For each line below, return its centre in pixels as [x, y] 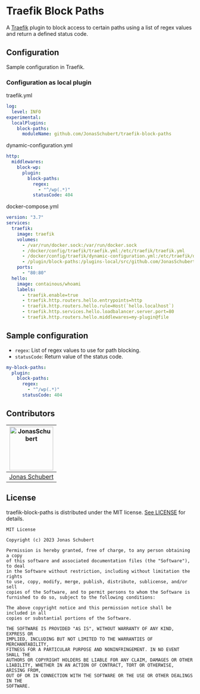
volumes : [28, 240]
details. [15, 518]
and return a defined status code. [47, 33]
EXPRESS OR [20, 634]
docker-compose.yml [32, 206]
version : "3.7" [25, 218]
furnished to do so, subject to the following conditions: [81, 597]
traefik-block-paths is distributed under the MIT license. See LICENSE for [96, 512]
